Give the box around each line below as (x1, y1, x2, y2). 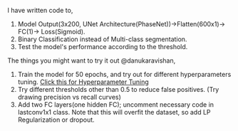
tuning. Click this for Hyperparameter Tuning (17, 78, 150, 86)
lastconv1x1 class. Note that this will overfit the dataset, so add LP (17, 108, 212, 116)
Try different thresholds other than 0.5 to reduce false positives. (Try (17, 85, 219, 93)
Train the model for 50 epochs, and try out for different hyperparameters (17, 70, 232, 78)
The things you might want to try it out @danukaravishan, (7, 56, 176, 65)
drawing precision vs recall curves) (17, 93, 121, 101)
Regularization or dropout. (17, 115, 95, 124)
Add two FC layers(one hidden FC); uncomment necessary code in (17, 100, 214, 109)
